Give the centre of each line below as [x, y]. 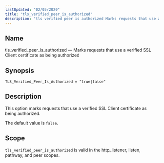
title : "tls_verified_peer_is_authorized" [49, 14]
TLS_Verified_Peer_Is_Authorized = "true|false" [55, 82]
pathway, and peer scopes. [32, 155]
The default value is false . [32, 123]
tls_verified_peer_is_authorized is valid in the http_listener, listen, [73, 150]
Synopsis [20, 70]
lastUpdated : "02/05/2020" [32, 9]
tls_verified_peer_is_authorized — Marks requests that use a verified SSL [78, 50]
